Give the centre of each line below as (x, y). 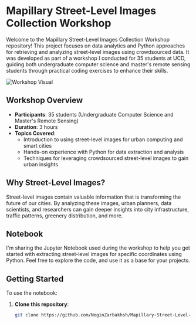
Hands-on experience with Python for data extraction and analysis (104, 152)
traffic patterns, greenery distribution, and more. (65, 216)
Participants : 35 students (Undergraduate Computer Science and (94, 114)
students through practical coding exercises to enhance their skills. (87, 70)
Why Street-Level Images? (56, 183)
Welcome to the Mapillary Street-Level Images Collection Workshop (88, 39)
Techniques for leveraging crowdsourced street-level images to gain (106, 158)
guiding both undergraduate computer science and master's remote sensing (98, 64)
